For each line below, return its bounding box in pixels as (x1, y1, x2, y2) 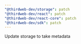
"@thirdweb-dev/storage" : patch (4, 7, 70, 12)
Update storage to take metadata (4, 33, 71, 39)
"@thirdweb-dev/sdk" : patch (4, 20, 62, 25)
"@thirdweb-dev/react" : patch (4, 11, 66, 16)
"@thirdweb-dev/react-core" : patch (4, 16, 77, 21)
